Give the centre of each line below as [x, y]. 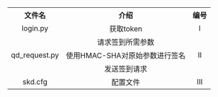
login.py [35, 28]
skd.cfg [35, 82]
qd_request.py [35, 55]
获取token [126, 29]
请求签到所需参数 [126, 42]
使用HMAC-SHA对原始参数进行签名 [126, 55]
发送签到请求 [126, 69]
